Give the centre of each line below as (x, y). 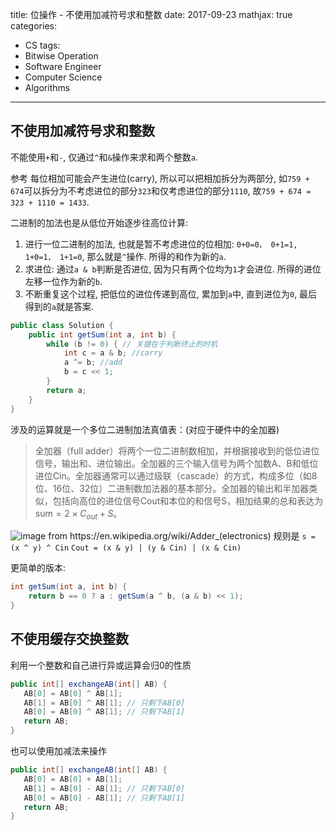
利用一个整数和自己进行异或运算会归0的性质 (101, 665)
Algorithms (47, 87)
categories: (33, 26)
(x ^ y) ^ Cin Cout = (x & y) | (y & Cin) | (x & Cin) (126, 548)
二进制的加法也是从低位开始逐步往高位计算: (99, 222)
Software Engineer (63, 66)
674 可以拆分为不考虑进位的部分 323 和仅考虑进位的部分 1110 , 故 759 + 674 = (161, 190)
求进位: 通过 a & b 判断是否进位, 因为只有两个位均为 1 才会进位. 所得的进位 (173, 269)
